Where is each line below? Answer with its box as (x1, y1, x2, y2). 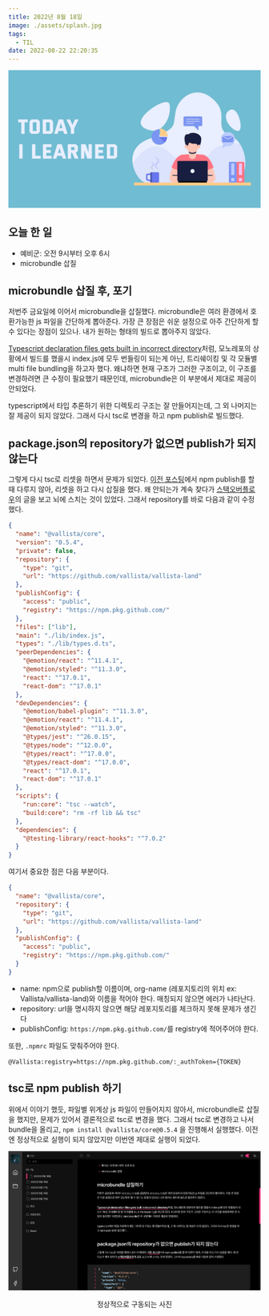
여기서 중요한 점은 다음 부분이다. (8, 866, 110, 877)
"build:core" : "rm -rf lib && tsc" (22, 809, 142, 817)
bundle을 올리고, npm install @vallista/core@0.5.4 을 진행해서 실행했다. (8, 1124, 244, 1134)
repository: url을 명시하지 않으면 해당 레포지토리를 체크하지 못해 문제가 (19, 1003, 242, 1013)
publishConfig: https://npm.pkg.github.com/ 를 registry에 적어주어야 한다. (19, 1023, 259, 1033)
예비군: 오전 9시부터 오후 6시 (19, 248, 110, 258)
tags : (8, 30, 26, 38)
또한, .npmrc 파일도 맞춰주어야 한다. (8, 1040, 120, 1050)
